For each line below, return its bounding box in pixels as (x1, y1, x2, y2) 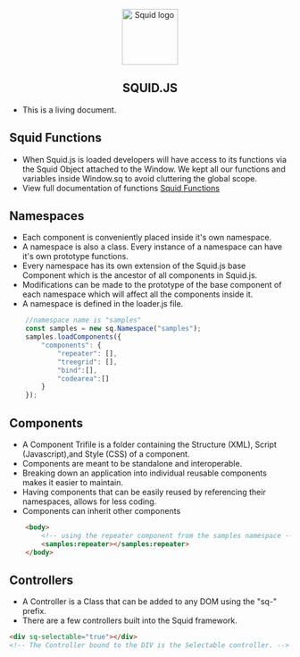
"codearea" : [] (56, 374, 110, 383)
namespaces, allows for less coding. (21, 496, 157, 507)
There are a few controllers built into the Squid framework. (21, 615, 238, 626)
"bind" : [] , (56, 366, 98, 375)
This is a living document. (21, 104, 117, 115)
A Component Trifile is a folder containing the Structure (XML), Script (21, 439, 277, 450)
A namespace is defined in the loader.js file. (21, 299, 184, 309)
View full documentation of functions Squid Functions (21, 182, 221, 193)
